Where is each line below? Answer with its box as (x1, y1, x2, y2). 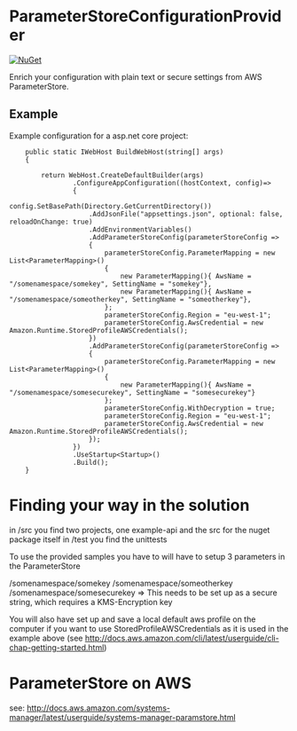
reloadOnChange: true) (9, 217, 93, 226)
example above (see (9, 633, 83, 643)
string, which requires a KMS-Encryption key (9, 596, 173, 607)
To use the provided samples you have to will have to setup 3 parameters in (9, 551, 285, 562)
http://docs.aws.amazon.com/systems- (26, 703, 171, 713)
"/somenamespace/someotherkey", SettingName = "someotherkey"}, (9, 295, 252, 303)
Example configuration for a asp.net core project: (9, 130, 189, 141)
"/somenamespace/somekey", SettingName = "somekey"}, (9, 279, 213, 288)
